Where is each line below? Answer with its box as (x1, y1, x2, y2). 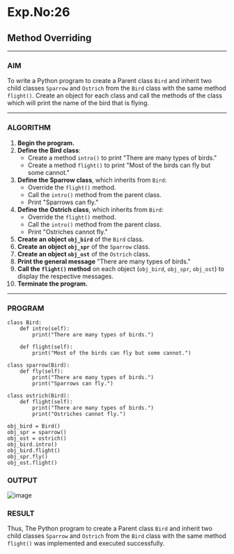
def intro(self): (19, 325, 70, 332)
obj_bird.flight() (7, 447, 61, 454)
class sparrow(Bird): (7, 362, 70, 369)
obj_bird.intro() (7, 440, 58, 448)
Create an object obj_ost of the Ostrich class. (17, 249, 150, 258)
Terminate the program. (17, 279, 88, 288)
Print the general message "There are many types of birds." (17, 257, 191, 266)
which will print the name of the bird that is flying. (7, 99, 150, 107)
